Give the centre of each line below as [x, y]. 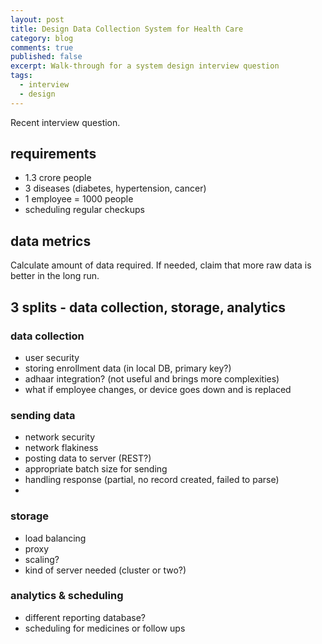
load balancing [55, 538]
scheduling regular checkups [84, 210]
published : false [46, 57]
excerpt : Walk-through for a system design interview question [145, 66]
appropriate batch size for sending [96, 469]
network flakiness [61, 448]
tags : [21, 76]
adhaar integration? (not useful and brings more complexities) [152, 378]
